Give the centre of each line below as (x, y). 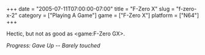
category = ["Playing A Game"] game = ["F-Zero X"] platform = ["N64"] (109, 15)
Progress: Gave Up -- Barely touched (54, 46)
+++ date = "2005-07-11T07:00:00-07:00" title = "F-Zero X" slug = (91, 9)
